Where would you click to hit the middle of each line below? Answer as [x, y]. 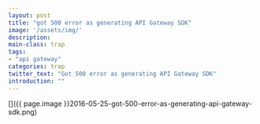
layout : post [30, 15]
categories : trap [37, 67]
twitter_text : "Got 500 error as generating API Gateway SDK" [112, 74]
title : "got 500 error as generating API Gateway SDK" [100, 23]
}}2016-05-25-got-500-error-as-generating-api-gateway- [158, 104]
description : [30, 37]
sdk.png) [23, 111]
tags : [17, 52]
